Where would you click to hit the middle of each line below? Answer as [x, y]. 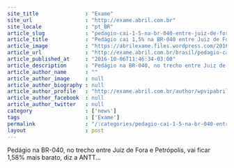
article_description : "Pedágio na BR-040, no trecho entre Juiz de [117, 66]
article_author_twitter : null [56, 105]
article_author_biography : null [56, 85]
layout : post [56, 130]
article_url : [48, 53]
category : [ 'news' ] [62, 111]
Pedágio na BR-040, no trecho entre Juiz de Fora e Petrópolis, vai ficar [109, 150]
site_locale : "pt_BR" [60, 26]
